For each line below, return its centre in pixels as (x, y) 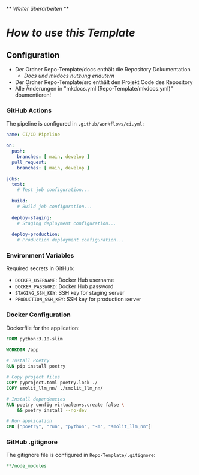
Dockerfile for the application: (43, 328)
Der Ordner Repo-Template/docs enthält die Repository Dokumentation (102, 69)
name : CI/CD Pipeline (33, 135)
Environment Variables (40, 255)
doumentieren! (33, 95)
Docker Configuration (38, 315)
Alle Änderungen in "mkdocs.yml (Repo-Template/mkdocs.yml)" (94, 89)
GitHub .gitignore (32, 442)
